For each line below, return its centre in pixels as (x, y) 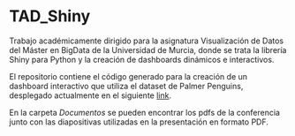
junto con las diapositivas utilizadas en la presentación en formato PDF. (139, 122)
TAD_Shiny (50, 16)
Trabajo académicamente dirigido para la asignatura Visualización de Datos (147, 41)
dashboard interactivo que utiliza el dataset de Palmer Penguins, (126, 86)
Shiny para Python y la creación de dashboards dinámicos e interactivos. (142, 59)
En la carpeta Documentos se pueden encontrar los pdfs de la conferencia (145, 112)
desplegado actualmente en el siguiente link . (91, 95)
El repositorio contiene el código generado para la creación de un (129, 76)
